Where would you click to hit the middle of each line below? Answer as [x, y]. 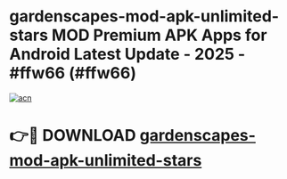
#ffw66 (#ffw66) [73, 73]
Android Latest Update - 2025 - [127, 54]
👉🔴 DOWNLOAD [73, 136]
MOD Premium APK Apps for [160, 35]
